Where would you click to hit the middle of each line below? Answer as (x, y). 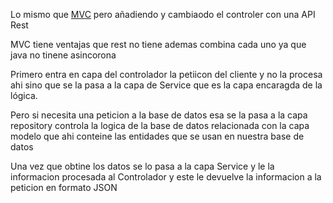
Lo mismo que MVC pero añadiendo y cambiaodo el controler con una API (163, 14)
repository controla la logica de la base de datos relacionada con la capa (160, 125)
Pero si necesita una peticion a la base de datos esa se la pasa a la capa (159, 115)
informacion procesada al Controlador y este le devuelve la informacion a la (166, 177)
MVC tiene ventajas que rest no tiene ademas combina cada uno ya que (158, 44)
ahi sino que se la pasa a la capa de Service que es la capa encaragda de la (166, 85)
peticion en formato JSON (64, 187)
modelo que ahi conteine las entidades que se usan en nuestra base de (157, 136)
